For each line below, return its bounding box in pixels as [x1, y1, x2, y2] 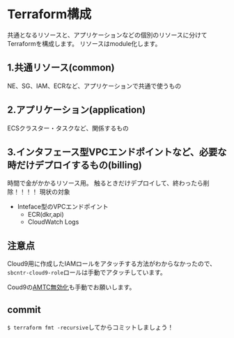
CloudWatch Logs [27, 217, 79, 226]
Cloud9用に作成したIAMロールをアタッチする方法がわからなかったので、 [7, 259, 217, 268]
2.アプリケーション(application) [7, 104, 146, 116]
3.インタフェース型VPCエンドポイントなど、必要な [7, 146, 227, 158]
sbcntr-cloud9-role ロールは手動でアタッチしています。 [7, 268, 167, 277]
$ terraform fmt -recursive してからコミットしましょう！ [7, 323, 174, 331]
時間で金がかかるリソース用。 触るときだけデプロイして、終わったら [7, 179, 204, 187]
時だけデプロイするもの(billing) [7, 159, 143, 171]
